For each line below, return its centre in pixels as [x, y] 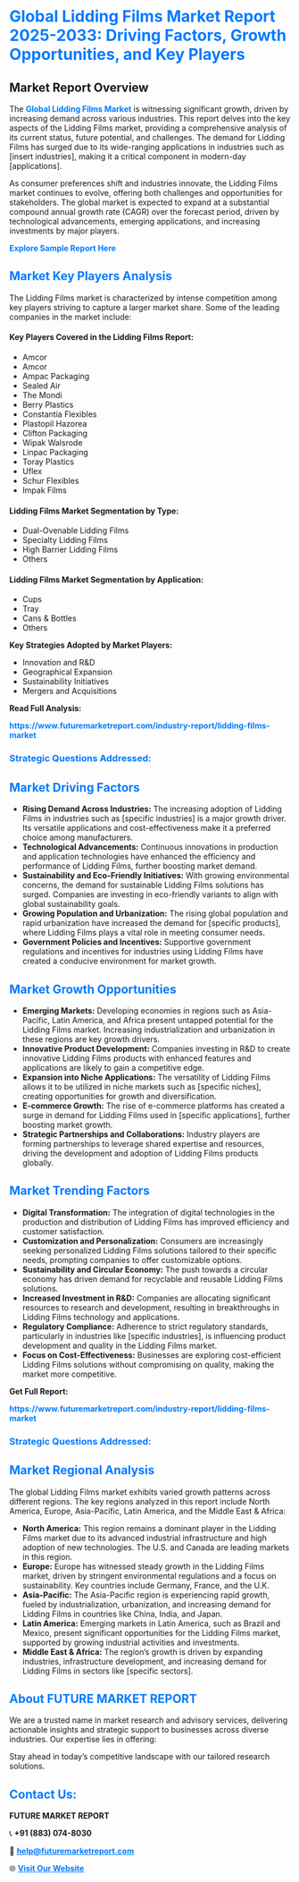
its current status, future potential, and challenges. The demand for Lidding [147, 137]
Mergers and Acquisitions [70, 691]
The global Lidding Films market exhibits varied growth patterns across [140, 1492]
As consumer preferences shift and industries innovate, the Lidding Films [144, 183]
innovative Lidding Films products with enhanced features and [137, 1058]
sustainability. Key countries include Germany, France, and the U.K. [145, 1585]
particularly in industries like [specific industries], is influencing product [154, 1335]
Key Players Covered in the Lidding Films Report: [102, 337]
